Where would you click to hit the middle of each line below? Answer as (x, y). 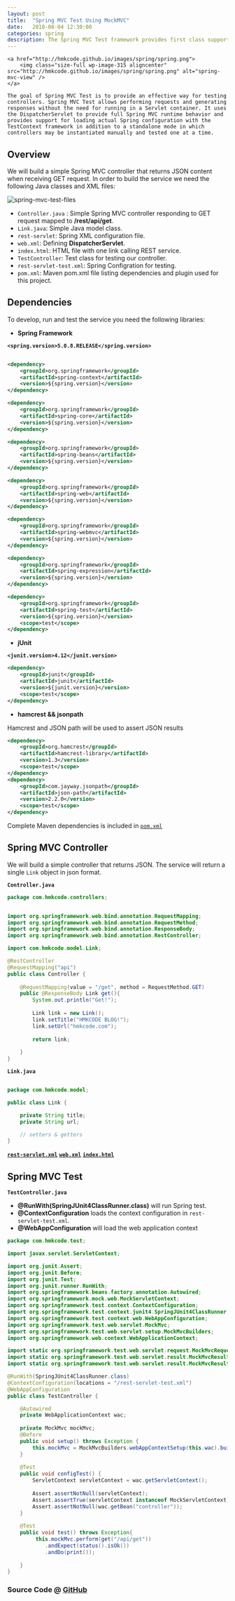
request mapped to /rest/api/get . (65, 220)
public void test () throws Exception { (76, 1533)
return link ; (51, 1039)
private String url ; (50, 1122)
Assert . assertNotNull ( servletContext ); (91, 1493)
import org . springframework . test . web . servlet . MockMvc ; (89, 1325)
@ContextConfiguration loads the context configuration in (102, 1213)
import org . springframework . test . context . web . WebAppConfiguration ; (108, 1318)
